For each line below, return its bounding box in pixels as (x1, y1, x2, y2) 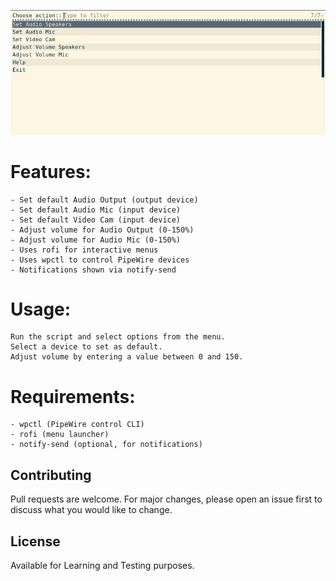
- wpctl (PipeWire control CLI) (10, 420, 145, 430)
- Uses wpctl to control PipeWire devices (10, 255, 190, 265)
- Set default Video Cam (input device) (10, 215, 182, 225)
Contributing (10, 466, 92, 484)
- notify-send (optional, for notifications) (10, 440, 203, 450)
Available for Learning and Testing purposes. (10, 560, 195, 572)
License (10, 533, 61, 550)
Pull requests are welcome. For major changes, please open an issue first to (10, 493, 323, 505)
